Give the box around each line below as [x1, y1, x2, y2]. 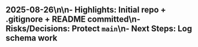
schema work [5, 33, 58, 43]
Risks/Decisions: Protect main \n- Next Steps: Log [5, 23, 193, 34]
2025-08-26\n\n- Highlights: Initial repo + [5, 5, 166, 15]
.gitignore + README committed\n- [5, 14, 141, 25]
